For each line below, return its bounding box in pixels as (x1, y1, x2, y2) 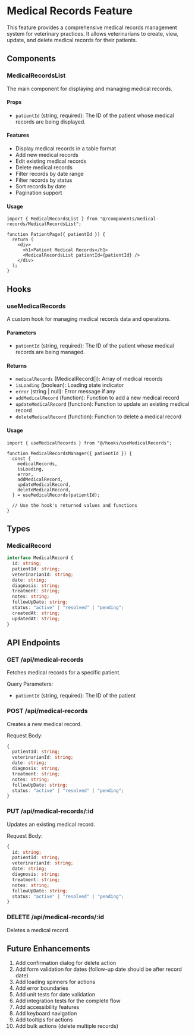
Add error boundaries (15, 984, 69, 992)
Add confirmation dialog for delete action (15, 960, 117, 967)
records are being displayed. (15, 118, 86, 125)
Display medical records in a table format (15, 145, 117, 152)
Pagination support (15, 189, 62, 197)
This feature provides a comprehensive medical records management (7, 24, 177, 31)
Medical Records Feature (7, 4, 133, 18)
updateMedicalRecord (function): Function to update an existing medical (15, 400, 190, 408)
